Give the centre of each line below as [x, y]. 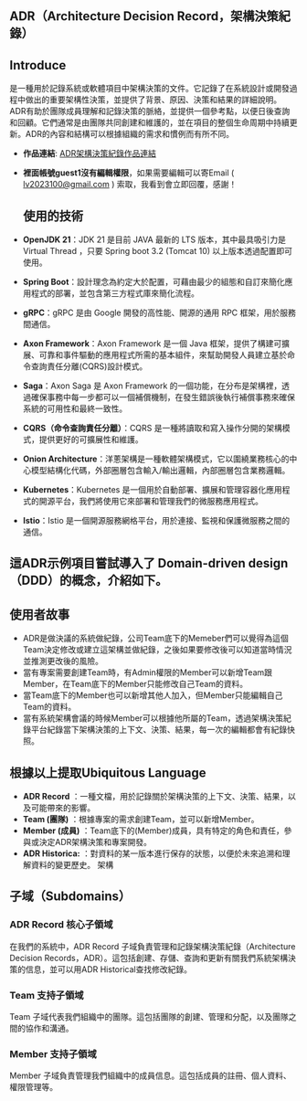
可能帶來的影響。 [63, 808]
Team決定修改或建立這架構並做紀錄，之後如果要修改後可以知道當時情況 [157, 650]
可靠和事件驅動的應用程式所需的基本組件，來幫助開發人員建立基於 [163, 355]
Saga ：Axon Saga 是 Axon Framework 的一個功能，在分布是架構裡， [152, 386]
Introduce [38, 65]
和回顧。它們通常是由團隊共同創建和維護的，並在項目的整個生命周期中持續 [149, 122]
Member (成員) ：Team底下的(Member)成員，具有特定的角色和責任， [153, 831]
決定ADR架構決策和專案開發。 [95, 842]
